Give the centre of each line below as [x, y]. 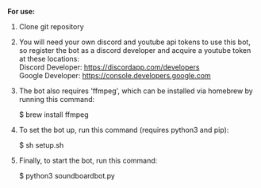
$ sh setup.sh [41, 145]
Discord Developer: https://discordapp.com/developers [109, 67]
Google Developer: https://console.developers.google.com [115, 75]
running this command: [57, 99]
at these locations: [49, 59]
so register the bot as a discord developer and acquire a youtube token [135, 50]
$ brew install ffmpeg [54, 115]
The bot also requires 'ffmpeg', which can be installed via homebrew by [136, 91]
